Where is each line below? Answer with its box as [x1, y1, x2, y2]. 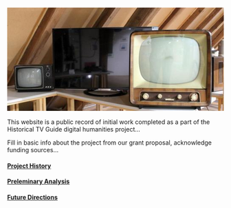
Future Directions [7, 193, 58, 201]
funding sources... [7, 146, 59, 154]
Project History [7, 161, 52, 169]
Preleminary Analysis [7, 177, 70, 186]
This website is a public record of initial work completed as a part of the [7, 118, 210, 126]
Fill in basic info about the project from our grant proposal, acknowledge [7, 138, 212, 147]
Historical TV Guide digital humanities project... [7, 125, 141, 134]
